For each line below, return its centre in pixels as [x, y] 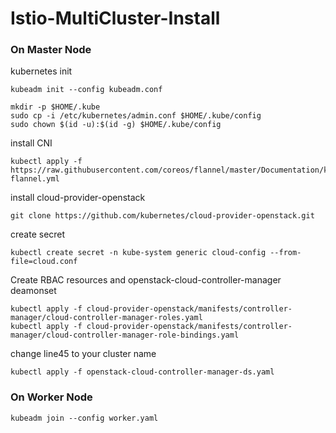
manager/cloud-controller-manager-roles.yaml [106, 318]
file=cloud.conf [44, 262]
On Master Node [51, 50]
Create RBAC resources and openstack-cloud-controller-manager [146, 280]
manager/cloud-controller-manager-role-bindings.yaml [125, 335]
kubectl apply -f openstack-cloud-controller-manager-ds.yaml [142, 372]
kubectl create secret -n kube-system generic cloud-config [138, 253]
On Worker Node [51, 397]
